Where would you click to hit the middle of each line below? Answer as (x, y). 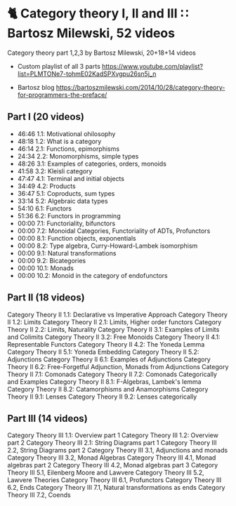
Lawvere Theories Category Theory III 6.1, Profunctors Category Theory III (114, 480)
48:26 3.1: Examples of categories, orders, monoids (92, 164)
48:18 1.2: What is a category (59, 141)
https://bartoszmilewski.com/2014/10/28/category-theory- (140, 87)
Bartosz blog (36, 87)
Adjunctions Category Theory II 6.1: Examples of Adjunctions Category (109, 359)
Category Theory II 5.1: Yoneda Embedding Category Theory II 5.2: (103, 352)
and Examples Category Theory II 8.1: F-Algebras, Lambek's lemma (104, 381)
